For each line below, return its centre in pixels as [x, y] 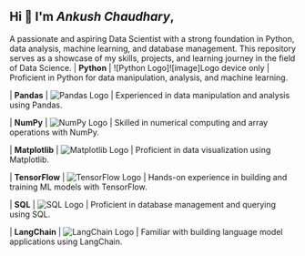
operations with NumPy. [55, 132]
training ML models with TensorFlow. [78, 187]
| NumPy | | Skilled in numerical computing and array [139, 122]
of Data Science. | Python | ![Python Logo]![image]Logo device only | [140, 67]
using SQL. [30, 214]
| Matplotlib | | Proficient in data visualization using [140, 149]
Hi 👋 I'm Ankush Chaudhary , [92, 17]
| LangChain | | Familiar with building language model [146, 231]
